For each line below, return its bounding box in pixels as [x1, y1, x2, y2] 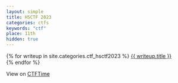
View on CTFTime [6, 71, 50, 77]
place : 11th [6, 31, 36, 37]
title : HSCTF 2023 [6, 14, 52, 20]
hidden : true [6, 36, 39, 42]
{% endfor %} [6, 59, 40, 66]
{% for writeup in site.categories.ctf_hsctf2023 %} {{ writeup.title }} [6, 53, 172, 59]
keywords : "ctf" [6, 25, 46, 31]
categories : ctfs [6, 20, 49, 25]
